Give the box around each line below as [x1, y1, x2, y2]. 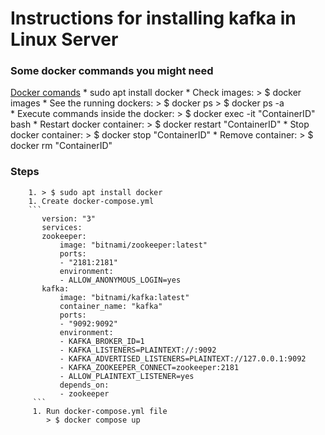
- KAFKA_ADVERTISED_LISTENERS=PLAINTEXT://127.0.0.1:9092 [59, 353, 307, 364]
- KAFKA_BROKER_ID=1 [59, 336, 145, 346]
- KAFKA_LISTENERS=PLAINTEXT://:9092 [59, 345, 217, 355]
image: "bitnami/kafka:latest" [59, 292, 190, 302]
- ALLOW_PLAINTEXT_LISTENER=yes [59, 371, 195, 381]
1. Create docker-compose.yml [28, 196, 155, 206]
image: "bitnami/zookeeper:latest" [59, 240, 208, 250]
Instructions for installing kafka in [10, 7, 297, 30]
